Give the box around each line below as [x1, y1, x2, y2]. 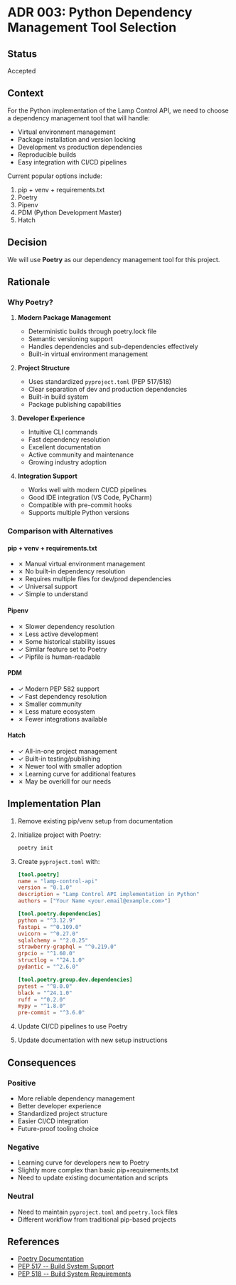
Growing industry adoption [28, 458, 107, 467]
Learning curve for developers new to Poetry [17, 1158, 149, 1167]
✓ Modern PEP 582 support [17, 685, 100, 693]
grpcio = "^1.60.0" [17, 950, 76, 957]
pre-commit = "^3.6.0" [17, 1009, 85, 1016]
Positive [7, 1078, 36, 1088]
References [7, 1235, 60, 1247]
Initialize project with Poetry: [17, 831, 102, 839]
